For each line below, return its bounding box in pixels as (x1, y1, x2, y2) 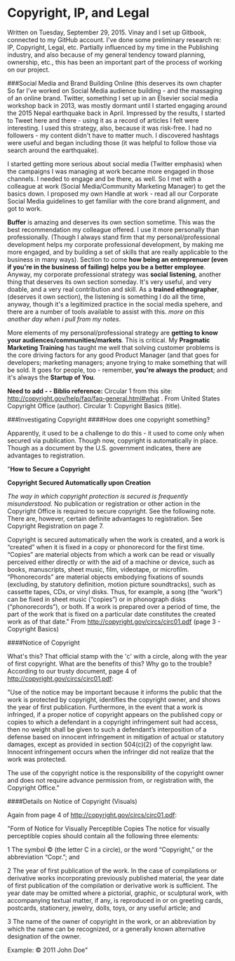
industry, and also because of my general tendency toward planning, (7, 51, 206, 59)
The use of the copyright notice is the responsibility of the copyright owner (7, 768, 224, 777)
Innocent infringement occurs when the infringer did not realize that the (7, 747, 215, 755)
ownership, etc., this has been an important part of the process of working (7, 58, 222, 66)
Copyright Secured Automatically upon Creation (7, 478, 152, 487)
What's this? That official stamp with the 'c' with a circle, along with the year (7, 652, 228, 660)
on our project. (7, 65, 51, 74)
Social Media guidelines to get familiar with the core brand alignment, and (7, 196, 220, 205)
